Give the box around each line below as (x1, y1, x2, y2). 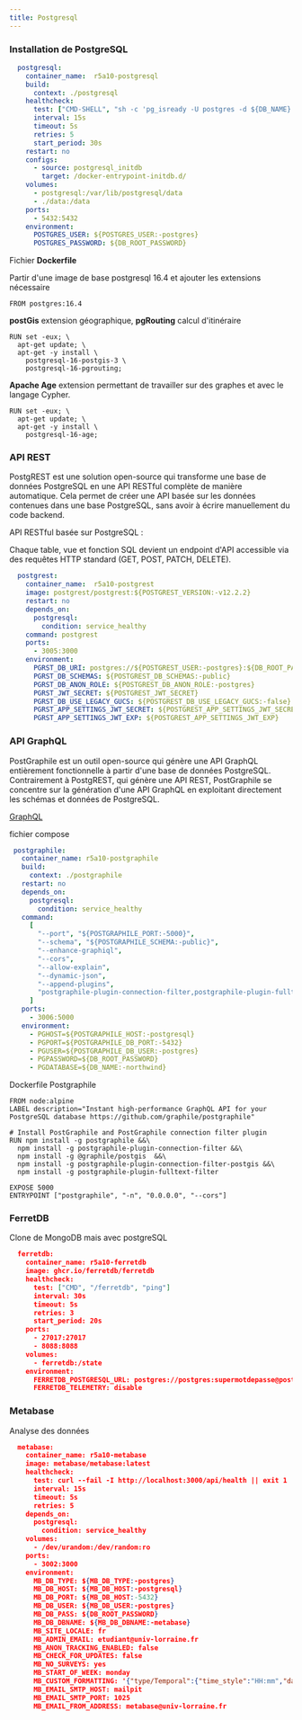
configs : (25, 155, 58, 165)
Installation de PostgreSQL (9, 42, 129, 55)
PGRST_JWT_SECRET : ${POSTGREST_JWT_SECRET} (32, 689, 200, 698)
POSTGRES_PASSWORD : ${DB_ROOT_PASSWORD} (32, 239, 187, 248)
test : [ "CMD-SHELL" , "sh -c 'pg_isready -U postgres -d (32, 105, 247, 114)
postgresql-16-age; (25, 431, 99, 440)
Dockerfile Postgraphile (9, 1080, 97, 1091)
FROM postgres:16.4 (9, 299, 83, 308)
